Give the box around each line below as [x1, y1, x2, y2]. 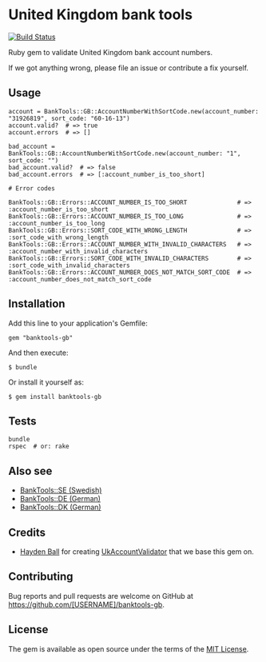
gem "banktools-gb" [8, 333, 73, 341]
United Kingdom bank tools [8, 6, 193, 24]
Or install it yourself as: [8, 377, 84, 387]
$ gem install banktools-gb [8, 393, 102, 401]
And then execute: [8, 348, 69, 357]
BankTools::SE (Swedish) [19, 485, 102, 495]
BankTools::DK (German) [19, 502, 101, 512]
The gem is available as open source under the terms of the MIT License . [8, 644, 249, 653]
